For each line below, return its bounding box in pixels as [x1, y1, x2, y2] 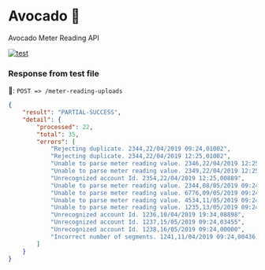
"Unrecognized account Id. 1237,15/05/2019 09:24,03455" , [50, 218, 245, 227]
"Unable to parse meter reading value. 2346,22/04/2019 [50, 160, 238, 168]
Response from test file [8, 68, 100, 79]
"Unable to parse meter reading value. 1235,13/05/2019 [50, 204, 238, 212]
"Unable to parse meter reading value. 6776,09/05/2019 [50, 189, 238, 197]
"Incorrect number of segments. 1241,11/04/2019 [50, 232, 214, 241]
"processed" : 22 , [36, 123, 93, 131]
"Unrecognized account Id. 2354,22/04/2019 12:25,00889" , [50, 174, 245, 182]
